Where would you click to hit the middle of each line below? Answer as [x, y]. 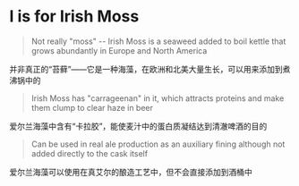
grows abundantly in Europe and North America [119, 50]
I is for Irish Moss [74, 17]
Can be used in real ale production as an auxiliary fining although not [158, 144]
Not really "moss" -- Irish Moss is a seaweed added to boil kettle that [158, 41]
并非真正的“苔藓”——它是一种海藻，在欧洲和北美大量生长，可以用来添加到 [146, 69]
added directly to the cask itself [90, 153]
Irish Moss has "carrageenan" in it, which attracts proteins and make [158, 98]
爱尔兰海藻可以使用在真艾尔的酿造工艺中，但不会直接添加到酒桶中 [131, 172]
